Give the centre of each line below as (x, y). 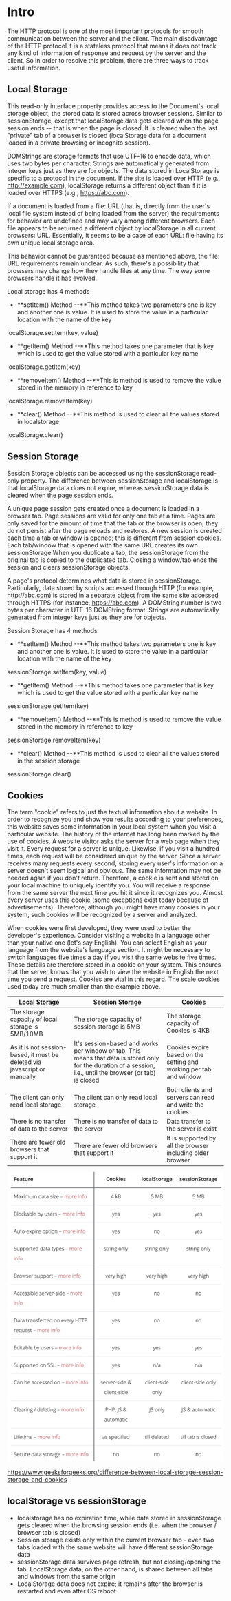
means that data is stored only (117, 1058)
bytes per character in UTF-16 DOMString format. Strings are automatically (113, 610)
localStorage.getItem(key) (44, 367)
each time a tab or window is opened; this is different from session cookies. (114, 538)
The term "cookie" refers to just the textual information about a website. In (112, 812)
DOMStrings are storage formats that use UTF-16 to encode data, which (109, 156)
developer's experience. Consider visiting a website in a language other (109, 936)
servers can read (191, 1097)
